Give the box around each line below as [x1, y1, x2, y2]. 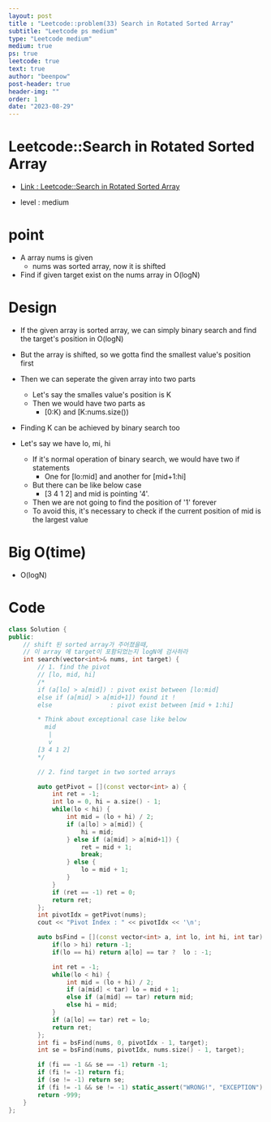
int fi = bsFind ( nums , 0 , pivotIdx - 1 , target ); [37, 1038, 209, 1046]
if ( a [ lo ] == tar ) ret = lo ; [51, 1016, 151, 1024]
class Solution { [8, 625, 67, 634]
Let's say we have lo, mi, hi [19, 438, 111, 448]
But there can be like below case [32, 480, 142, 490]
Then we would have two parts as [32, 398, 146, 408]
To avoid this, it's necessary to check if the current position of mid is [32, 505, 261, 516]
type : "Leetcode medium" [8, 34, 92, 43]
